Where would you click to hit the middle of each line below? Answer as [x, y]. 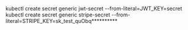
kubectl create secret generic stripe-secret [58, 15]
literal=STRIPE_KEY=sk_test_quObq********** [61, 21]
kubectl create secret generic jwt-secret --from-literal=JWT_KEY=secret [94, 9]
